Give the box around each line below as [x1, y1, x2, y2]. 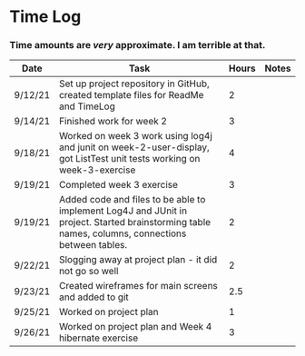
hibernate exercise [58, 331, 139, 344]
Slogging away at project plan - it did [58, 253, 218, 266]
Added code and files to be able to [58, 193, 206, 206]
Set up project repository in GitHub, [58, 77, 211, 90]
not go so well [58, 265, 119, 278]
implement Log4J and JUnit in [58, 204, 188, 217]
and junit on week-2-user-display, [58, 141, 211, 153]
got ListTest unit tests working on [58, 153, 201, 165]
